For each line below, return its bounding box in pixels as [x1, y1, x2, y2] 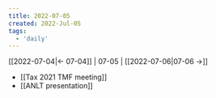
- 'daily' [15, 34, 49, 43]
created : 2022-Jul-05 [8, 19, 82, 28]
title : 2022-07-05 [8, 11, 70, 20]
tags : [8, 27, 27, 35]
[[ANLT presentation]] [19, 81, 93, 91]
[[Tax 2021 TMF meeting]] [19, 72, 108, 82]
